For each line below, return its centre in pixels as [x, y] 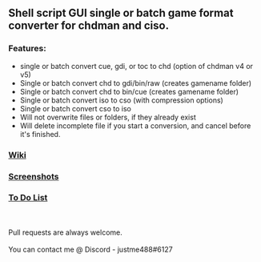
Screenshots [34, 176]
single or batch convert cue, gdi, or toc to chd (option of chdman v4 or [137, 66]
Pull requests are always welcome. [65, 232]
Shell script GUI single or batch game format [121, 13]
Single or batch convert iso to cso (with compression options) [122, 100]
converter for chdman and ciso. [89, 26]
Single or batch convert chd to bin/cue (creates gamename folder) [129, 91]
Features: [27, 49]
